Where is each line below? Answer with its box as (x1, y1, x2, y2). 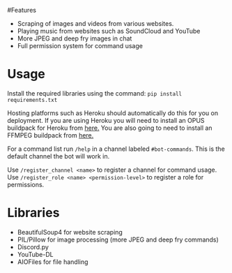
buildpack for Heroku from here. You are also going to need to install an (7, 124, 212, 132)
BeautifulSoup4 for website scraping (17, 228, 123, 236)
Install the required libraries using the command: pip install (7, 89, 183, 97)
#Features (7, 6, 37, 14)
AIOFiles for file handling (17, 258, 88, 266)
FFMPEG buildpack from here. (7, 131, 94, 139)
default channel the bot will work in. (7, 152, 110, 160)
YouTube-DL (17, 250, 54, 258)
